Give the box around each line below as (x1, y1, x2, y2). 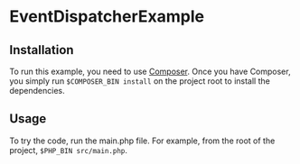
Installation (9, 42, 74, 58)
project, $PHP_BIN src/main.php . (9, 144, 128, 155)
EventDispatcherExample (9, 6, 205, 27)
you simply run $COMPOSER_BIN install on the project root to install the (9, 76, 271, 87)
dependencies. (9, 86, 65, 96)
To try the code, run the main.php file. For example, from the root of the (9, 135, 276, 146)
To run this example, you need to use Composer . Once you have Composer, (9, 66, 291, 77)
